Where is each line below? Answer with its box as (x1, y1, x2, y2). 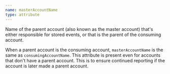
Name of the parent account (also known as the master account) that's (5, 26, 153, 32)
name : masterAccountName (5, 7, 58, 13)
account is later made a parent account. (5, 63, 89, 69)
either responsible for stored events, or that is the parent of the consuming (5, 31, 161, 38)
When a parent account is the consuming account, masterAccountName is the (5, 47, 163, 53)
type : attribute (5, 12, 40, 17)
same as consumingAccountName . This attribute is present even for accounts (5, 52, 161, 58)
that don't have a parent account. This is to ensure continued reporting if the (5, 57, 165, 63)
